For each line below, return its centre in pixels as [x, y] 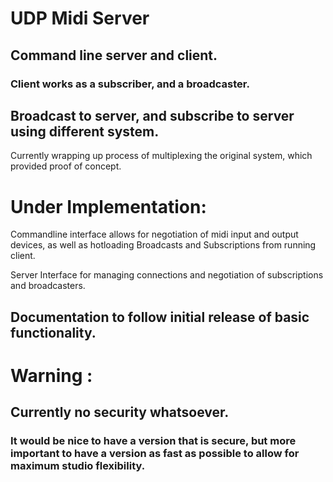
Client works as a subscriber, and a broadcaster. [130, 84]
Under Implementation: [108, 206]
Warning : [51, 375]
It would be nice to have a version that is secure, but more [153, 441]
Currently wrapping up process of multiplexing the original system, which [161, 156]
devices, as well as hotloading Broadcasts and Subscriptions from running [163, 245]
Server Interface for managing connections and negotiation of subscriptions [167, 275]
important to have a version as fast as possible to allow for [155, 454]
